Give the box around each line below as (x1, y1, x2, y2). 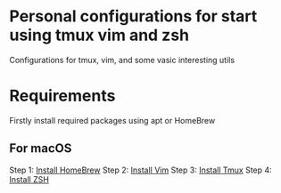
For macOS (9, 141, 72, 157)
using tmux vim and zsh (9, 25, 190, 45)
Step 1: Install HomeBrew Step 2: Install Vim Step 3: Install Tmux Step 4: (9, 165, 272, 175)
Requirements (9, 86, 116, 106)
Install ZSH (9, 173, 49, 184)
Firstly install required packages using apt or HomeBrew (9, 115, 216, 125)
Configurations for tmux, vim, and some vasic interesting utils (9, 54, 235, 65)
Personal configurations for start (9, 6, 258, 27)
